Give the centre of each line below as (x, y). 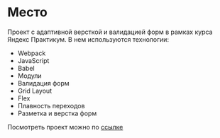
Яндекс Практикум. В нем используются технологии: (88, 39)
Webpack (32, 53)
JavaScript (33, 60)
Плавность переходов (51, 105)
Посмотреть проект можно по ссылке (65, 127)
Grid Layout (34, 91)
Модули (29, 76)
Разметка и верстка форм (57, 113)
